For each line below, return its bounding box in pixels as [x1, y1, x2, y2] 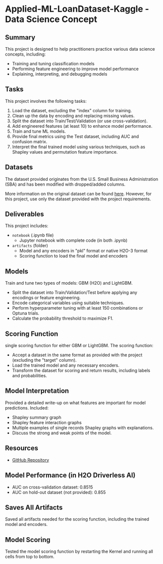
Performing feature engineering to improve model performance [12, 66, 139, 72]
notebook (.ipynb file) [12, 233, 54, 238]
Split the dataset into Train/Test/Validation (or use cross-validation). [12, 118, 148, 124]
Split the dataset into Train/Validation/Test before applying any [12, 290, 138, 295]
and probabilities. [12, 373, 47, 379]
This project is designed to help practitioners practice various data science [5, 46, 155, 52]
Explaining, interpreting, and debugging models [12, 71, 108, 77]
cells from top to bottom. [5, 554, 54, 560]
